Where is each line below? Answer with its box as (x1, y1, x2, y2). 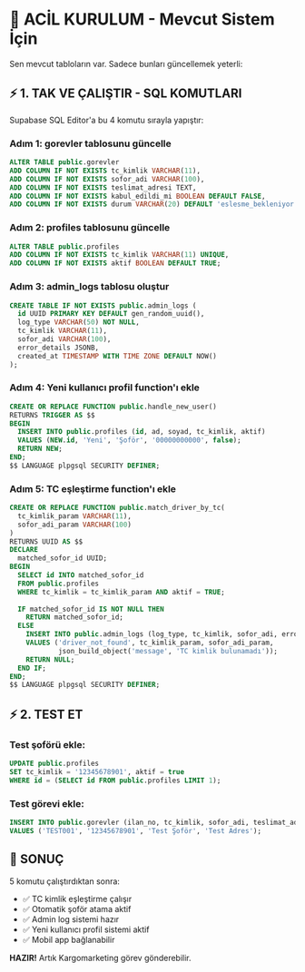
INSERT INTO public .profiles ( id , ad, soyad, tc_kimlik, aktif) (17, 427, 266, 437)
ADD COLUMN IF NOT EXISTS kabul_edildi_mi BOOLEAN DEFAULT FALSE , (9, 191, 266, 201)
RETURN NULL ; (25, 654, 75, 664)
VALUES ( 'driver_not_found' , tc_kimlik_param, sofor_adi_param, (25, 638, 274, 648)
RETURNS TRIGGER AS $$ (9, 410, 95, 419)
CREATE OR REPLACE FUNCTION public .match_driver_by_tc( (9, 504, 225, 513)
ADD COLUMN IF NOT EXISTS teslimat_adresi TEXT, (9, 182, 197, 192)
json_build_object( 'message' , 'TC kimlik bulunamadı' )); (57, 646, 279, 655)
